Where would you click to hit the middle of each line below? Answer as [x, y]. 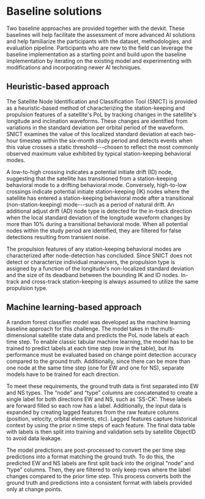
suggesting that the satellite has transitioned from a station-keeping [92, 178]
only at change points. [34, 489]
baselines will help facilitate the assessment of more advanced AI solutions [101, 34]
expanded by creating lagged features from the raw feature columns [93, 412]
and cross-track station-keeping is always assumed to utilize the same [110, 281]
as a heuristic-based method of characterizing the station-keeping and [96, 108]
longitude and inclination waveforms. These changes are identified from [97, 121]
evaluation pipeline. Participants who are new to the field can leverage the [99, 48]
